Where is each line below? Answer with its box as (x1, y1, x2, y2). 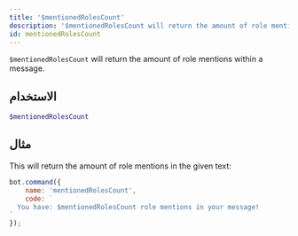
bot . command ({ (9, 177, 62, 186)
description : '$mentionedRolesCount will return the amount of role (9, 21, 268, 30)
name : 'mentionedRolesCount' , (25, 185, 137, 195)
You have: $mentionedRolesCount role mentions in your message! (17, 202, 260, 211)
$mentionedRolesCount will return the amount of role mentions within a (9, 54, 263, 65)
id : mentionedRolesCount (9, 29, 101, 38)
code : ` (25, 194, 53, 203)
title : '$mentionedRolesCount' (9, 12, 125, 22)
